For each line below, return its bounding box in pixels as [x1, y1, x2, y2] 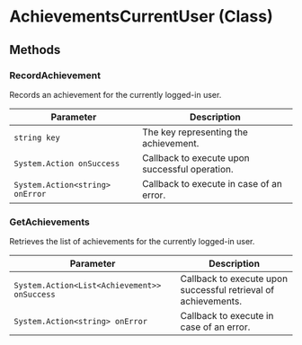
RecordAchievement [9, 69, 102, 82]
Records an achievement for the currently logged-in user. [9, 89, 222, 100]
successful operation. [142, 163, 234, 175]
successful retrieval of [180, 284, 275, 296]
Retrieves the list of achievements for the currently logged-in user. [9, 236, 255, 247]
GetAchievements [9, 216, 90, 228]
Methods [9, 42, 61, 57]
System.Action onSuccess [13, 158, 120, 168]
